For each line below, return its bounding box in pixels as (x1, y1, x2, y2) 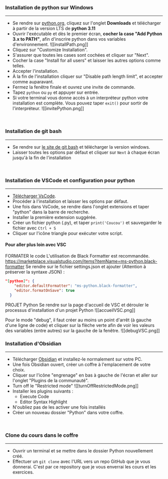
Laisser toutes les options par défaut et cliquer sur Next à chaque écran (12, 149, 160, 155)
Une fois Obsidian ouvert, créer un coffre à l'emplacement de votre (12, 361, 151, 368)
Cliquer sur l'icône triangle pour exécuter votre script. (12, 230, 123, 236)
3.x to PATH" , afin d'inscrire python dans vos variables (12, 36, 126, 42)
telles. (12, 63, 25, 69)
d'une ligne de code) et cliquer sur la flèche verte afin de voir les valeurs (5, 322, 155, 328)
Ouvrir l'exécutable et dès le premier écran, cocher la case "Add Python (12, 31, 162, 37)
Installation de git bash (5, 128, 62, 135)
